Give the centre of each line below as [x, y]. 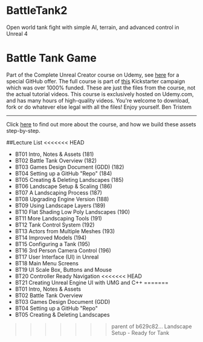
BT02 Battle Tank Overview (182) [56, 160]
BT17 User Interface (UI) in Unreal [57, 257]
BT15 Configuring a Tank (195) [53, 244]
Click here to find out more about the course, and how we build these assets [101, 124]
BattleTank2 [37, 11]
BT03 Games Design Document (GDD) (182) [69, 167]
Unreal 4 [17, 33]
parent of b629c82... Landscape [152, 326]
